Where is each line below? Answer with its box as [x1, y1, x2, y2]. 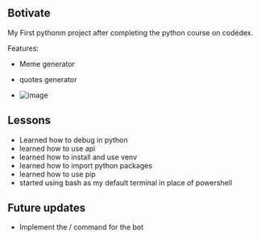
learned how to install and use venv [19, 152, 138, 162]
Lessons [7, 114, 52, 127]
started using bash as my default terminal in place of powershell [19, 177, 233, 188]
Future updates [7, 201, 86, 215]
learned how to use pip [19, 169, 96, 179]
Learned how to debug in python [19, 134, 128, 144]
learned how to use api [19, 143, 96, 153]
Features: [7, 43, 39, 53]
